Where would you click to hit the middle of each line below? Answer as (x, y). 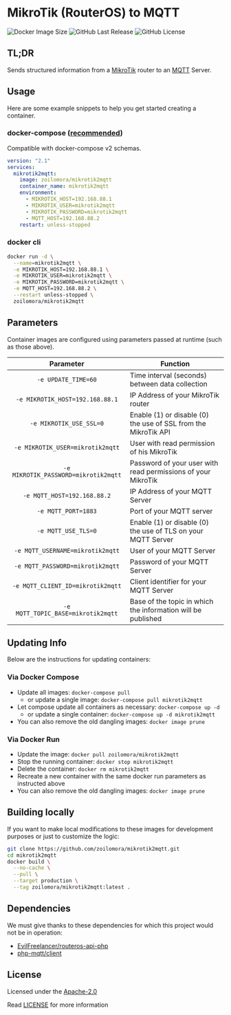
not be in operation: (35, 932)
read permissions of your (170, 471)
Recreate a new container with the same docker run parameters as (111, 776)
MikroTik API (150, 432)
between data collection (168, 384)
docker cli (24, 242)
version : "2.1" (29, 161)
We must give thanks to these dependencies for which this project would (110, 925)
